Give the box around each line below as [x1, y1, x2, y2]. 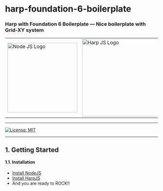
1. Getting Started [5, 145, 59, 154]
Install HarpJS [12, 175, 40, 181]
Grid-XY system [5, 27, 44, 33]
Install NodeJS [12, 170, 42, 176]
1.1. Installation [5, 159, 35, 165]
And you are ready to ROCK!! [12, 180, 70, 186]
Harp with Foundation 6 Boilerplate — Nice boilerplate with [5, 21, 146, 28]
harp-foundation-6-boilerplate [5, 3, 131, 15]
